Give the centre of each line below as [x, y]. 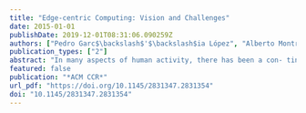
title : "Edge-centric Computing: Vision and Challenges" [120, 18]
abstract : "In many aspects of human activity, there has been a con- [146, 60]
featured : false [40, 69]
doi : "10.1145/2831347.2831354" [71, 94]
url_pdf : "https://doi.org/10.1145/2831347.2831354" [112, 86]
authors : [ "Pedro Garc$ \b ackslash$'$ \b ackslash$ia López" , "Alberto [142, 43]
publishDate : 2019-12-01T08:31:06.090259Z [91, 35]
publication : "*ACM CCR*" [58, 77]
